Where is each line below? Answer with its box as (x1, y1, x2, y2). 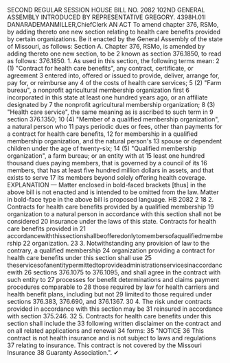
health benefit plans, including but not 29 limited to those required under (7, 290, 213, 298)
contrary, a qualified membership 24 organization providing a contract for (7, 246, 215, 255)
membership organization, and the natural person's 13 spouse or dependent (7, 137, 222, 145)
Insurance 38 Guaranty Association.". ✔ (7, 349, 119, 356)
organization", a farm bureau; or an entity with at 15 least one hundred (7, 152, 205, 160)
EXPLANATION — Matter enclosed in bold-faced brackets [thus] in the (7, 181, 207, 189)
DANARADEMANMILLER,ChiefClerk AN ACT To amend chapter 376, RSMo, (7, 21, 219, 28)
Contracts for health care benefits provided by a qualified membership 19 (7, 202, 214, 211)
